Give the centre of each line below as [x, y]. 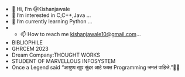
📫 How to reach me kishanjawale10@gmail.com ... [80, 34]
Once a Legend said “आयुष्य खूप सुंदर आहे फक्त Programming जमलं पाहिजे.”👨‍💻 [96, 67]
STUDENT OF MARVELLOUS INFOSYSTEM [64, 61]
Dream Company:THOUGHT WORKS [56, 55]
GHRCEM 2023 [30, 49]
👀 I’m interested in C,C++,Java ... [51, 15]
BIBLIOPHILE [27, 43]
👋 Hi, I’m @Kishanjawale [41, 9]
